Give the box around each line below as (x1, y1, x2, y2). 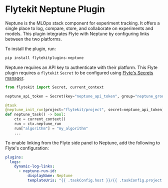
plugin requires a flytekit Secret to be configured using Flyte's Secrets (5, 69, 153, 75)
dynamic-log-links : (14, 164, 55, 169)
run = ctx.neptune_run (14, 121, 61, 126)
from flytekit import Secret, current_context (5, 84, 104, 89)
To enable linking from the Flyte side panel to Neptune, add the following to (5, 139, 160, 145)
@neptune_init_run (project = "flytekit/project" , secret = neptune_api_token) (5, 107, 164, 112)
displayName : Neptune (27, 173, 72, 178)
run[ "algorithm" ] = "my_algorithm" (14, 126, 88, 131)
